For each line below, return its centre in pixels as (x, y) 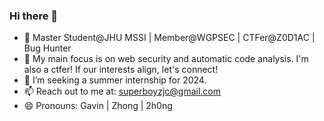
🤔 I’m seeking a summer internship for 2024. (115, 80)
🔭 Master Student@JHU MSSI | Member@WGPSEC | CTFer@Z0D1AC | (169, 38)
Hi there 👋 (34, 16)
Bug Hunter (47, 48)
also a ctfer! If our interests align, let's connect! (121, 70)
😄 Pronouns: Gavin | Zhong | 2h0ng (98, 106)
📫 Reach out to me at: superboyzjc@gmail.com (122, 91)
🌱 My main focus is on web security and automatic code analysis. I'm (166, 59)
